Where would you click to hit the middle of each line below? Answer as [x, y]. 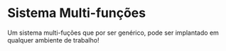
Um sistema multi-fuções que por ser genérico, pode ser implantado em [113, 33]
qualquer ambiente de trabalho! [53, 40]
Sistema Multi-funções [77, 13]
